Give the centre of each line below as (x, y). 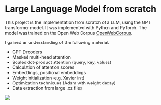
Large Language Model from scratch (81, 9)
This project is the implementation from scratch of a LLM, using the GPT (78, 22)
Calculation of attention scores (43, 67)
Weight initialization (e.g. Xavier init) (48, 78)
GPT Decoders (27, 52)
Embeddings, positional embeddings (49, 72)
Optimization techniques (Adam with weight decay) (64, 83)
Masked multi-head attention (41, 57)
